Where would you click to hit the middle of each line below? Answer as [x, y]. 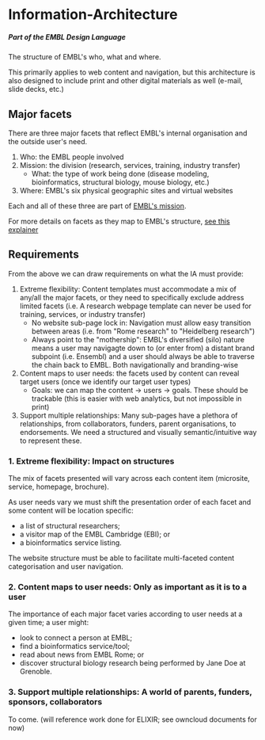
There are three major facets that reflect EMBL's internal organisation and [128, 133]
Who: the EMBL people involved [72, 157]
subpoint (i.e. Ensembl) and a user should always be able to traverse [143, 356]
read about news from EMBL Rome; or [82, 654]
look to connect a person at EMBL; [76, 638]
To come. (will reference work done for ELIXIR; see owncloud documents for [132, 719]
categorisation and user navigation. [66, 566]
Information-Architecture [93, 15]
